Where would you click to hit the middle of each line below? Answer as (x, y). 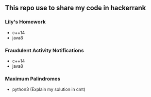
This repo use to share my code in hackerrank (75, 8)
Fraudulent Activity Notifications (44, 50)
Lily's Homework (25, 22)
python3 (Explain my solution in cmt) (49, 89)
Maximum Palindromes (33, 78)
